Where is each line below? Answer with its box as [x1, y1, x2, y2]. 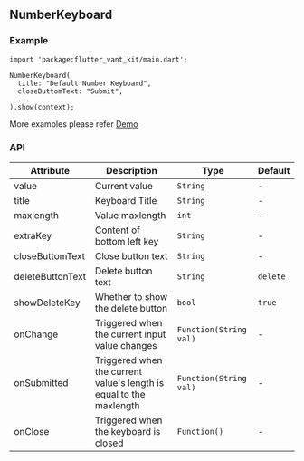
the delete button [94, 302, 168, 314]
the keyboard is [94, 425, 161, 437]
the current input [94, 328, 166, 341]
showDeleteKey [14, 296, 81, 309]
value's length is [94, 376, 165, 389]
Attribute [30, 164, 71, 177]
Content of [94, 224, 140, 236]
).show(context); [9, 102, 75, 111]
